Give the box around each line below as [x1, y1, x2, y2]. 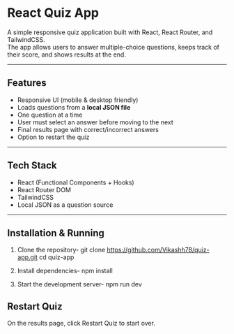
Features [7, 77, 47, 89]
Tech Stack [7, 159, 57, 172]
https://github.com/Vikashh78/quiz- [107, 246, 210, 254]
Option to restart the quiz [17, 133, 90, 141]
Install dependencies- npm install [17, 267, 113, 275]
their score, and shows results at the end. [7, 50, 127, 59]
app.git [17, 253, 38, 261]
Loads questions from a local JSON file [17, 103, 131, 111]
